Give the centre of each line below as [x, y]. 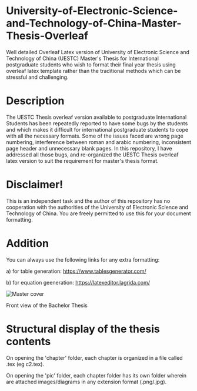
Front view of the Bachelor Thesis [47, 305]
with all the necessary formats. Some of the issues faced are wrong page [95, 136]
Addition [27, 243]
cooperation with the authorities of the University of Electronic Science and [97, 207]
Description [35, 101]
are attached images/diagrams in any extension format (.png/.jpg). [86, 382]
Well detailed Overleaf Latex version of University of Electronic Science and [98, 52]
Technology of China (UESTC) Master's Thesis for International [82, 58]
